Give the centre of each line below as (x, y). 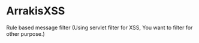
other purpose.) (25, 33)
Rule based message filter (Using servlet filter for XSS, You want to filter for (99, 27)
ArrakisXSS (36, 11)
